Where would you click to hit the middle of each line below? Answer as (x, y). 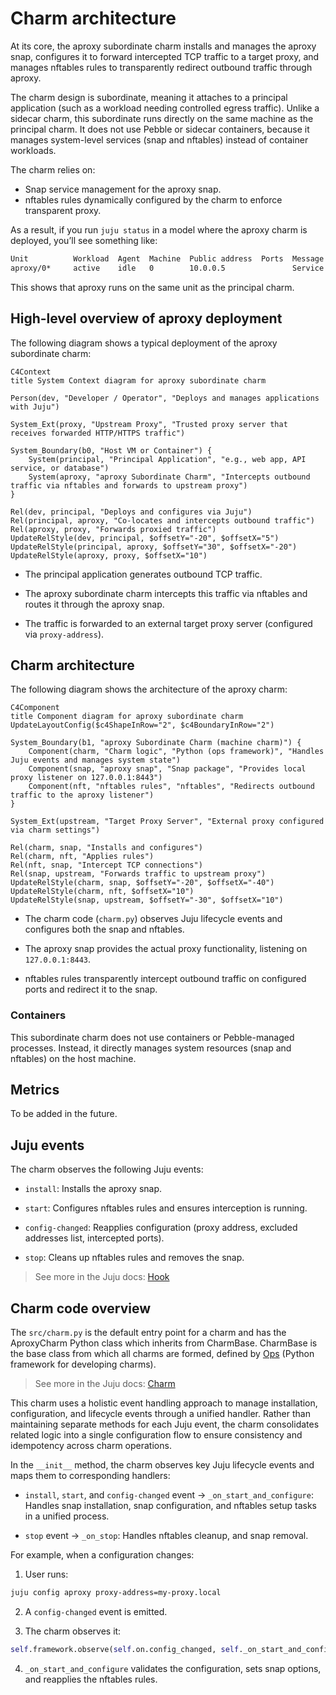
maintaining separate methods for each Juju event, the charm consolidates (165, 1424)
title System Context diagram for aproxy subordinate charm (138, 380)
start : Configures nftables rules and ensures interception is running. (166, 1208)
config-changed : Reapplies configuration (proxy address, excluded (161, 1228)
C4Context (31, 372)
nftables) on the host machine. (73, 1058)
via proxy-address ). (64, 634)
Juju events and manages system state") (96, 760)
